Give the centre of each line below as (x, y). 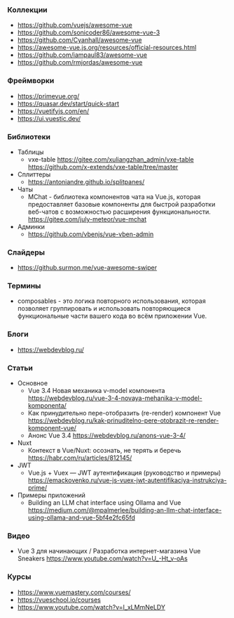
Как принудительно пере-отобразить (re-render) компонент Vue (124, 413)
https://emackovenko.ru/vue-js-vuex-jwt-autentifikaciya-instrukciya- (127, 480)
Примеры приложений (51, 495)
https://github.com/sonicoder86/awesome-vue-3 (89, 32)
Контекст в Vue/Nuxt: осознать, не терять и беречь (104, 451)
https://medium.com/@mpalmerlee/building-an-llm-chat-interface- (125, 510)
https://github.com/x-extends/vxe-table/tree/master (103, 167)
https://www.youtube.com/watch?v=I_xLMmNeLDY (91, 607)
